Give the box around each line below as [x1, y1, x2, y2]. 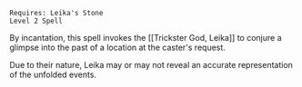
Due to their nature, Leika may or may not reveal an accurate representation [9, 60, 294, 70]
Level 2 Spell [9, 16, 64, 25]
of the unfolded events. [9, 69, 97, 80]
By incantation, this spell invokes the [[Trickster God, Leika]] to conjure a [9, 33, 282, 43]
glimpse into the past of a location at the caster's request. [9, 42, 226, 53]
